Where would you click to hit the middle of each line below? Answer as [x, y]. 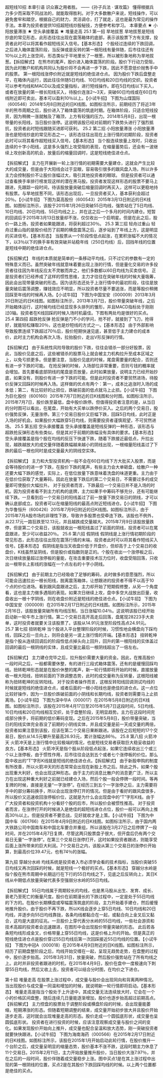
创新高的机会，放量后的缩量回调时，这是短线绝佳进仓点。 [75, 153]
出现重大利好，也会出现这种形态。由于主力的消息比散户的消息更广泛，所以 [79, 773]
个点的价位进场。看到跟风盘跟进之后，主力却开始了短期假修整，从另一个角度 [81, 587]
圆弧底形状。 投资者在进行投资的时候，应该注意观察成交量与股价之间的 [76, 1022]
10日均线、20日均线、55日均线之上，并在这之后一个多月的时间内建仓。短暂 [81, 212]
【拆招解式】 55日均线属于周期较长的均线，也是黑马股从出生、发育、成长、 [81, 890]
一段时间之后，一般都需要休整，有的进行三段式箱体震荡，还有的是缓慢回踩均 [81, 663]
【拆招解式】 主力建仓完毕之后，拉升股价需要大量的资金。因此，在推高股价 [80, 657]
